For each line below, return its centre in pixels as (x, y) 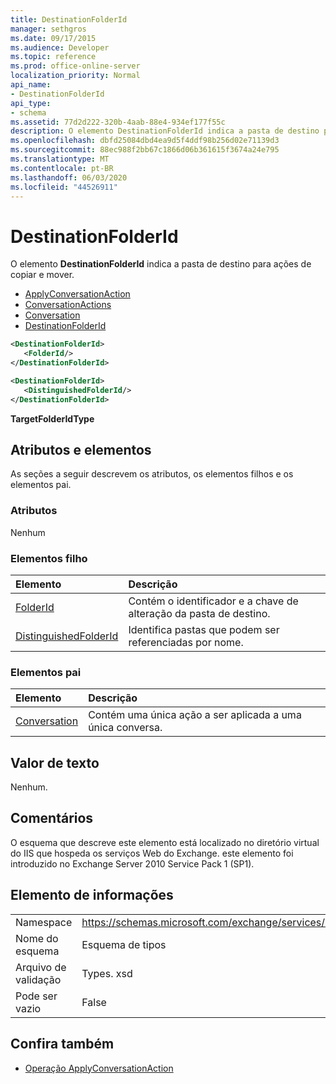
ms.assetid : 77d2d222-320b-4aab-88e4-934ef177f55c (118, 122)
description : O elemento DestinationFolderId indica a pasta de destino (165, 131)
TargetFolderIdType (52, 418)
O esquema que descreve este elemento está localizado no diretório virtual (165, 842)
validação (38, 979)
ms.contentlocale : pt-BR (62, 168)
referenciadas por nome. (186, 642)
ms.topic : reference (53, 57)
